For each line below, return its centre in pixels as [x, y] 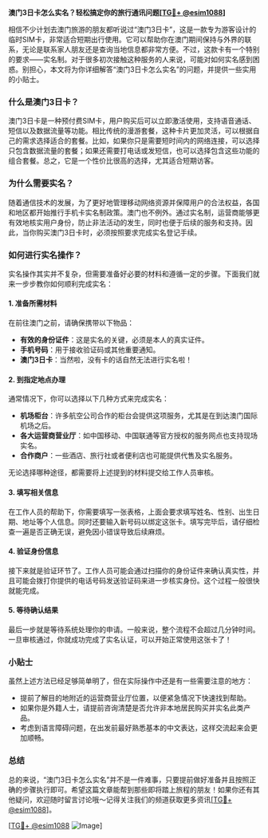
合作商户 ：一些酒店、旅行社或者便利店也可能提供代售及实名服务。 [128, 456]
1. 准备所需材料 [33, 303]
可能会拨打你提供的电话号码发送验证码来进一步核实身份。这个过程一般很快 [137, 580]
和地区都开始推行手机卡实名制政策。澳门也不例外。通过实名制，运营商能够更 [134, 212]
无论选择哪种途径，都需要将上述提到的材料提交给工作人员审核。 [113, 472]
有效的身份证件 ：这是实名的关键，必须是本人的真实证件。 [114, 340]
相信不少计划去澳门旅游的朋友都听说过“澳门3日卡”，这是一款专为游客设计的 [132, 30]
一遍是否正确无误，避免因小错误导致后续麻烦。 [92, 532]
